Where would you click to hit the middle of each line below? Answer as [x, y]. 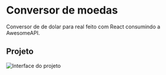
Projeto [20, 52]
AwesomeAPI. [23, 32]
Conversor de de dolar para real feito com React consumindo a [83, 27]
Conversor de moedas [62, 10]
